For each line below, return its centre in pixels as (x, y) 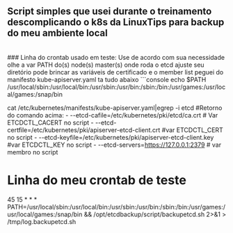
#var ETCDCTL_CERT (193, 130)
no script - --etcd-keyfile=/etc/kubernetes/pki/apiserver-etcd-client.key (111, 137)
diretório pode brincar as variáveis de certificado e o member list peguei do (115, 72)
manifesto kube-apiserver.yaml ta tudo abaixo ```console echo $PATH (107, 79)
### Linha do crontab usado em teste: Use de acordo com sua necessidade (116, 57)
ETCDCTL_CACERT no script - (50, 122)
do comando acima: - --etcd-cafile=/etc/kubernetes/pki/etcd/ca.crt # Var (113, 115)
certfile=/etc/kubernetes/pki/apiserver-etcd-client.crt (84, 130)
